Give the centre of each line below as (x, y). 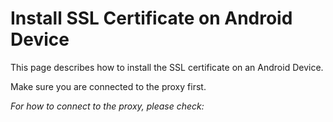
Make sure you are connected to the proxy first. (108, 86)
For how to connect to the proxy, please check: (107, 106)
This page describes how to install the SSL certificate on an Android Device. (167, 67)
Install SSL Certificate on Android (151, 18)
